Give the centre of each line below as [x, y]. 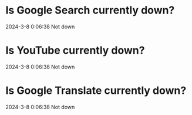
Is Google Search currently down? [90, 10]
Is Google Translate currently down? [96, 91]
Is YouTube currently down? [75, 50]
